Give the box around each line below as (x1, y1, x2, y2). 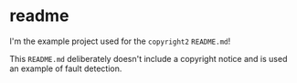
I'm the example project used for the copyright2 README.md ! (9, 36, 231, 47)
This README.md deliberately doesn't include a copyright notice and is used (9, 53, 288, 64)
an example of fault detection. (9, 63, 122, 74)
